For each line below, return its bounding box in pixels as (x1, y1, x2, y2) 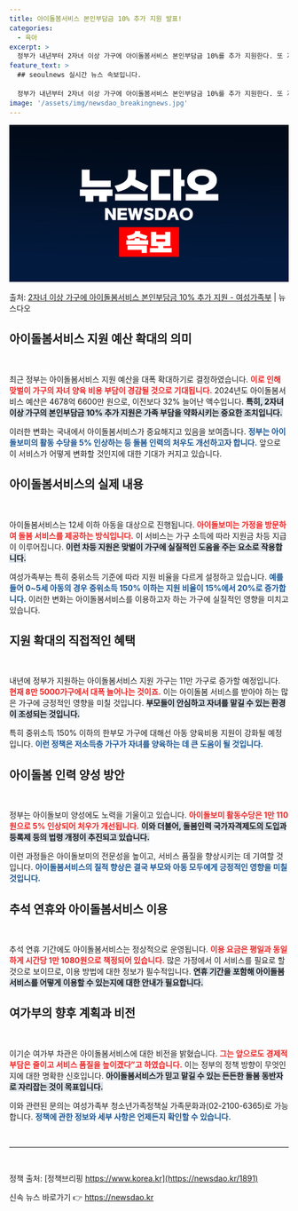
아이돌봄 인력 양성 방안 (9, 767, 126, 782)
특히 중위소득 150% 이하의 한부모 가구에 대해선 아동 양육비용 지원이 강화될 (9, 728, 266, 739)
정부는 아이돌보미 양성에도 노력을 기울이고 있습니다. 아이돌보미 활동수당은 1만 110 (9, 810, 289, 820)
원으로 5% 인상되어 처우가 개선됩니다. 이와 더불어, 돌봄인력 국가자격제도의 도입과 (9, 821, 287, 832)
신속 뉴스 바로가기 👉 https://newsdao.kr (9, 1191, 154, 1202)
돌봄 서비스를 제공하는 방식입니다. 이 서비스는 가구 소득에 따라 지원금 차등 (18, 530, 271, 541)
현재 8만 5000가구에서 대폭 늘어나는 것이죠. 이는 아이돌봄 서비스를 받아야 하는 (9, 686, 279, 697)
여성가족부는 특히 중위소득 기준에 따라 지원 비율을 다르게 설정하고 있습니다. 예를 (9, 571, 284, 582)
